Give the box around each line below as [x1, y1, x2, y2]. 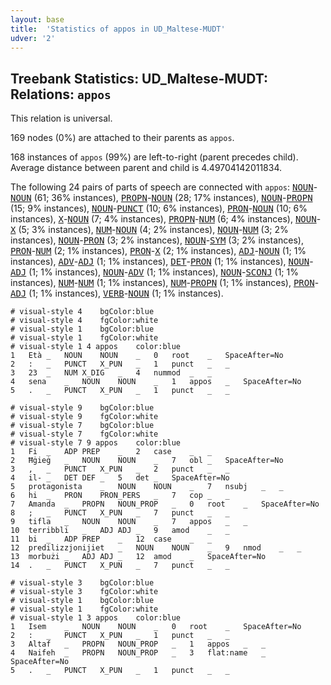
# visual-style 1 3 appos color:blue [10, 613, 182, 623]
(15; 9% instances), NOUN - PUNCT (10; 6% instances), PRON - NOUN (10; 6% [10, 202, 308, 215]
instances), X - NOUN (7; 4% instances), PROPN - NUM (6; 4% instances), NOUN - [10, 213, 322, 225]
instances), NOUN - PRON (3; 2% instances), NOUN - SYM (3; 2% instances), [10, 234, 304, 246]
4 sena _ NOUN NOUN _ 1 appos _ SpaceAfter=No [10, 377, 302, 387]
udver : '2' [10, 33, 56, 43]
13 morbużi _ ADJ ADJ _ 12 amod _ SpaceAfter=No [10, 552, 267, 562]
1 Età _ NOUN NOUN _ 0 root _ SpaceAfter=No [10, 351, 284, 361]
